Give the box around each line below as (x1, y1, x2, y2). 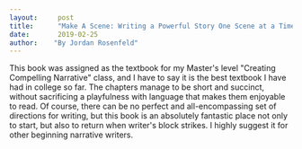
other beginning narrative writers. (9, 129, 134, 140)
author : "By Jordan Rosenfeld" (9, 38, 139, 48)
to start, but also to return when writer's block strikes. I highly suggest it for (9, 120, 289, 131)
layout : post (9, 13, 75, 22)
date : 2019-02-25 (9, 30, 99, 39)
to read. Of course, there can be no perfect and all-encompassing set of (9, 101, 277, 112)
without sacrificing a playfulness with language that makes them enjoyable (9, 92, 286, 102)
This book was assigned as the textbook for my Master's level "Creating (9, 63, 276, 74)
